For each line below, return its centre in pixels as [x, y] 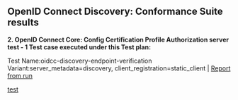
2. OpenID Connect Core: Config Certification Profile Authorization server [118, 39]
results [23, 23]
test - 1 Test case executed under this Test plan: [79, 47]
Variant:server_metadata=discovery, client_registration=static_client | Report [119, 68]
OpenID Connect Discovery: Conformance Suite [115, 12]
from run [20, 75]
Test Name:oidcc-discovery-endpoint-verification [80, 61]
